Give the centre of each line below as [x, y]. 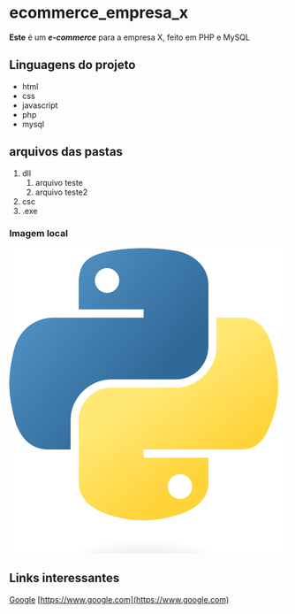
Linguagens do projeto [72, 65]
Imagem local [39, 234]
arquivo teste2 [61, 192]
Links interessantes [64, 578]
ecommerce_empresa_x [99, 13]
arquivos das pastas [66, 152]
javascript [40, 105]
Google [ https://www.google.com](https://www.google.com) [119, 599]
